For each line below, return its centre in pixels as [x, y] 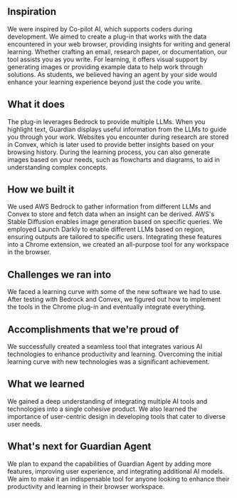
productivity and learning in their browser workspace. [86, 486]
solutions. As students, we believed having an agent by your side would [112, 74]
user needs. [25, 424]
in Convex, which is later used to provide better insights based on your [111, 144]
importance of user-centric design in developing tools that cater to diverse [117, 416]
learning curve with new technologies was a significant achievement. [109, 362]
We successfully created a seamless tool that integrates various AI [105, 347]
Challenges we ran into [59, 274]
